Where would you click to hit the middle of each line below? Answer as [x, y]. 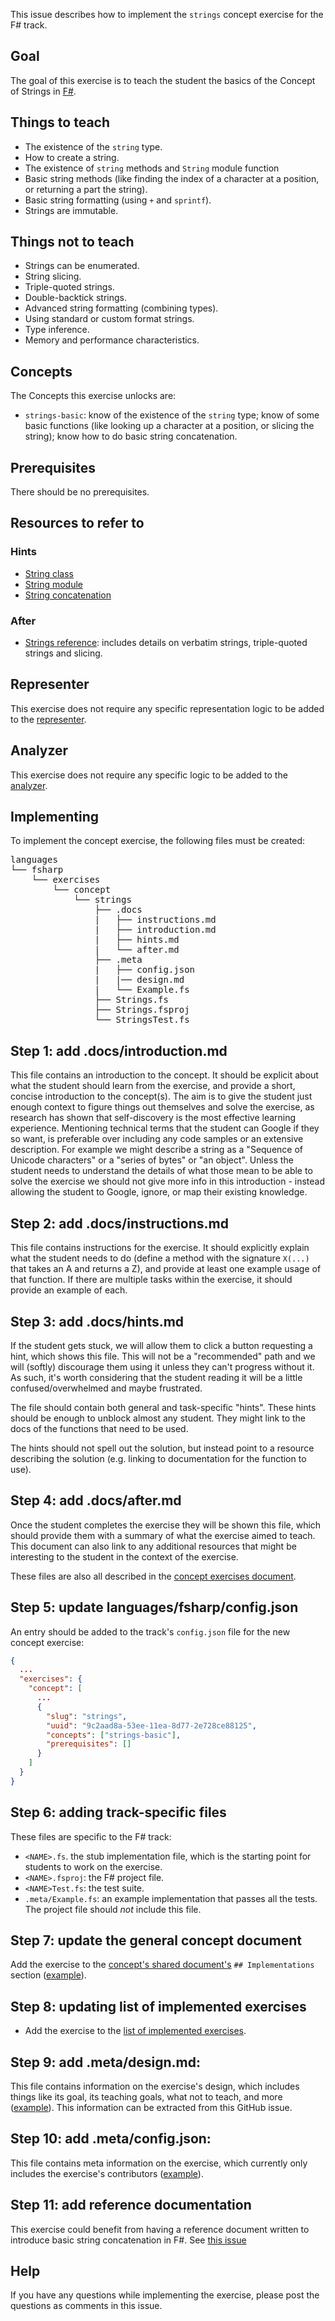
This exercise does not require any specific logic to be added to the [149, 775]
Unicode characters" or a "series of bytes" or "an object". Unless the [152, 1160]
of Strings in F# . [43, 91]
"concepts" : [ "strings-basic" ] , [114, 1735]
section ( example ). [48, 1975]
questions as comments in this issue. [86, 2306]
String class [49, 573]
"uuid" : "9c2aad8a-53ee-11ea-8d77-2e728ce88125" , [151, 1725]
